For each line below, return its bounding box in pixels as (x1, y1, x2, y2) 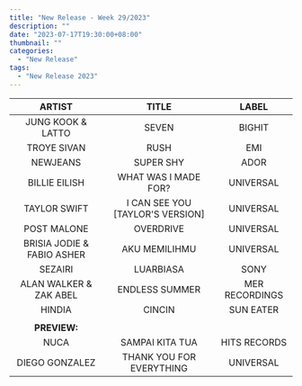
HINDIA (40, 303, 72, 316)
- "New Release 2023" (17, 72, 99, 81)
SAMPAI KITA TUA (120, 336, 198, 348)
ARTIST (39, 100, 74, 112)
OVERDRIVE (133, 222, 184, 235)
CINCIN (143, 303, 175, 316)
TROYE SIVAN (26, 141, 86, 154)
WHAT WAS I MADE (117, 170, 201, 183)
